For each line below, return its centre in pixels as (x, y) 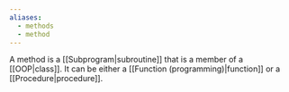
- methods (36, 26)
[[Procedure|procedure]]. (56, 79)
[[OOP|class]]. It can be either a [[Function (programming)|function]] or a (145, 69)
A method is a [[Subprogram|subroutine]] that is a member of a (126, 60)
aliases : (26, 17)
